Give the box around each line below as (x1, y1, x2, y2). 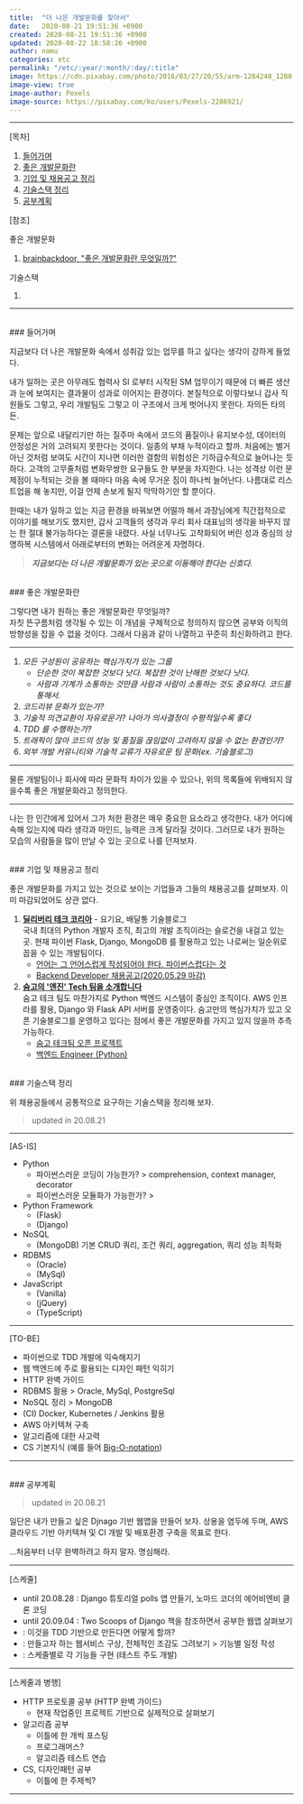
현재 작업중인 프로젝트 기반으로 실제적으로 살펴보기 (35, 1707, 215, 1718)
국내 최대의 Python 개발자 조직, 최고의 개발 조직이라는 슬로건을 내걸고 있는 (22, 925, 285, 936)
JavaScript (22, 1278, 63, 1290)
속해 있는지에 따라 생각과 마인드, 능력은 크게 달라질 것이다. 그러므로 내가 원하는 (9, 824, 286, 835)
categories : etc (9, 55, 70, 64)
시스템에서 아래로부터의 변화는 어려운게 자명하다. (32, 538, 205, 550)
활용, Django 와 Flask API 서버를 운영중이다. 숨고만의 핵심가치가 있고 (39, 1004, 282, 1015)
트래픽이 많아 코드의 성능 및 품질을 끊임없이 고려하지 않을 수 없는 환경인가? (22, 735, 284, 746)
